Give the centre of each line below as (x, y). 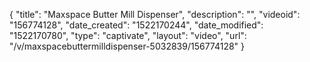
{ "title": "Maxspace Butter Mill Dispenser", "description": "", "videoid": (155, 14)
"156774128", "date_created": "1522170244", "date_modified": (136, 25)
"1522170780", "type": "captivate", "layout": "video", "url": (128, 35)
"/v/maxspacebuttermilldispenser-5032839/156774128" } (127, 46)
